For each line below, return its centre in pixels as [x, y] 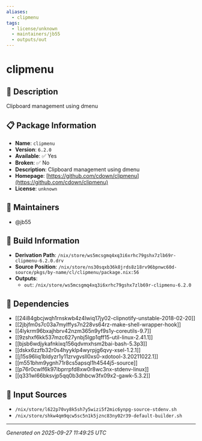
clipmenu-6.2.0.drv [39, 261]
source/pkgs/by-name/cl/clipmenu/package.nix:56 [77, 273]
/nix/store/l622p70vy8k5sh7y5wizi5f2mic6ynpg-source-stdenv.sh [96, 410]
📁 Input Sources [37, 394]
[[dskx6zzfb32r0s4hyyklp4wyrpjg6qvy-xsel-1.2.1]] [78, 350]
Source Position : [36, 267]
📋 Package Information [51, 126]
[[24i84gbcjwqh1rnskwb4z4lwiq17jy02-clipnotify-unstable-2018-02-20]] [105, 318]
